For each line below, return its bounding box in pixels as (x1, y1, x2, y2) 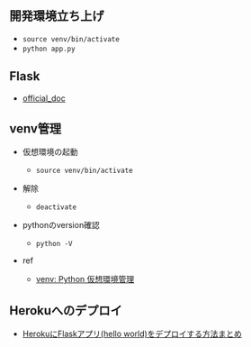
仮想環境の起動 (22, 147, 78, 158)
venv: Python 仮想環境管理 (35, 274, 135, 285)
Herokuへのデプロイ (9, 303, 123, 318)
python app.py (22, 44, 76, 53)
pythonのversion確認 (22, 220, 101, 231)
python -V (35, 240, 74, 249)
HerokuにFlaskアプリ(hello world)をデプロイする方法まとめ (22, 328, 243, 340)
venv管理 (9, 121, 62, 137)
